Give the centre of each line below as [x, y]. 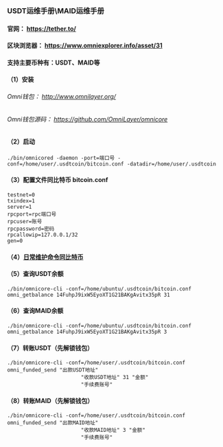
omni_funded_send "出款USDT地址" [53, 370]
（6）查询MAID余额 [35, 311]
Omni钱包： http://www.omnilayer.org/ [62, 96]
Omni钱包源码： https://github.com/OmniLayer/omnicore [87, 119]
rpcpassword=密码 [31, 229]
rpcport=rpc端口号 [32, 214]
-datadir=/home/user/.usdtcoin [171, 164]
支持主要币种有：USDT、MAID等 [54, 62]
